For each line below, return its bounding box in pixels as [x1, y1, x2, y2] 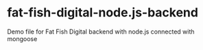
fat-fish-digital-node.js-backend [7, 5, 199, 21]
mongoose [7, 34, 38, 42]
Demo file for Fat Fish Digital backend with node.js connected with [7, 27, 195, 36]
